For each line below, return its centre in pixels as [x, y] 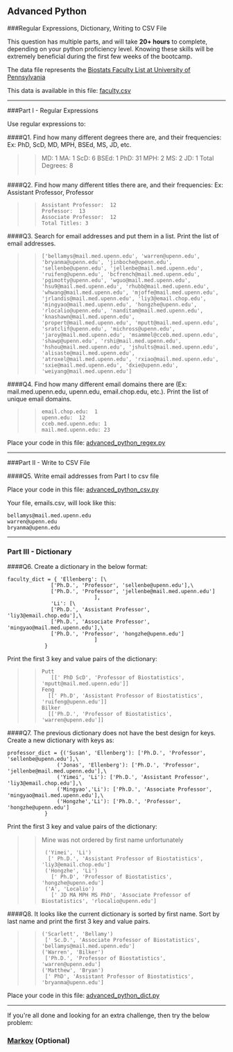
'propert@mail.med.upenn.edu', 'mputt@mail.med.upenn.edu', [130, 323]
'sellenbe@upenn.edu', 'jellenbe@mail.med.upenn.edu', [122, 268]
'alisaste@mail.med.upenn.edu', [88, 353]
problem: [20, 1023]
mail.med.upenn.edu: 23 [76, 430]
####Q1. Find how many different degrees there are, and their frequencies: [114, 137]
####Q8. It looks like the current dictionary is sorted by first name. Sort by [113, 914]
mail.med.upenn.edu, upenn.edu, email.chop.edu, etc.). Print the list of [108, 392]
